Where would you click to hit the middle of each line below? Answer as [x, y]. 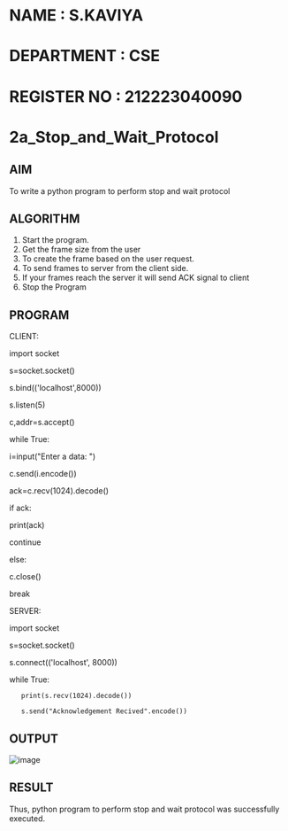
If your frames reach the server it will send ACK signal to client [136, 278]
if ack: [21, 508]
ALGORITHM [45, 218]
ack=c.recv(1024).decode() [59, 491]
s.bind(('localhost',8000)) [55, 388]
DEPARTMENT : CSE [85, 56]
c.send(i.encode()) [43, 474]
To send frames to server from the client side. [105, 268]
